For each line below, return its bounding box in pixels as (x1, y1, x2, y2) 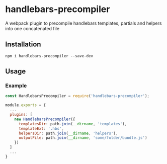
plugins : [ (10, 112, 33, 117)
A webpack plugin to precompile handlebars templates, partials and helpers (5, 20, 162, 26)
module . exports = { (5, 103, 46, 108)
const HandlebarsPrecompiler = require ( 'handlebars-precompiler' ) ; (5, 94, 150, 99)
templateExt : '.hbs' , (18, 126, 64, 131)
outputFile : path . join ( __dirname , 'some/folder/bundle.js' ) (18, 135, 147, 140)
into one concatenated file (5, 25, 59, 31)
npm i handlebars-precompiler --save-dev (5, 53, 94, 58)
